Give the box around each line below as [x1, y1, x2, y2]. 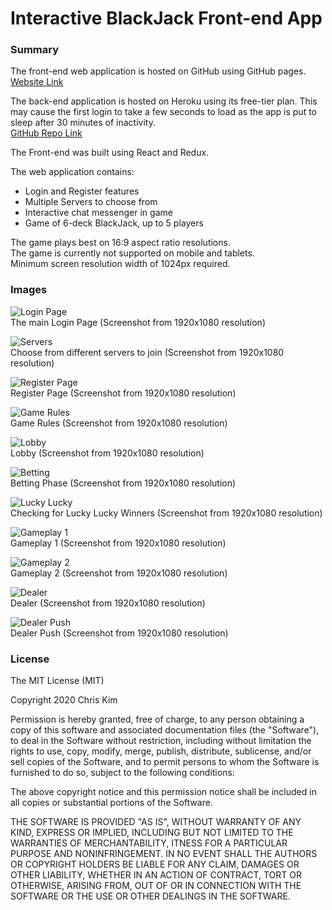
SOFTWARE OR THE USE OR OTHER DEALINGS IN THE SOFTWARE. [10, 890, 291, 902]
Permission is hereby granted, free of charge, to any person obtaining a [10, 713, 305, 726]
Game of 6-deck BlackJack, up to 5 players [24, 217, 204, 229]
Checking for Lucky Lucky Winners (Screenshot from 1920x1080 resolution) [10, 507, 323, 519]
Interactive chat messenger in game [24, 207, 173, 219]
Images [10, 283, 48, 297]
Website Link [10, 76, 64, 88]
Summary [10, 43, 60, 57]
